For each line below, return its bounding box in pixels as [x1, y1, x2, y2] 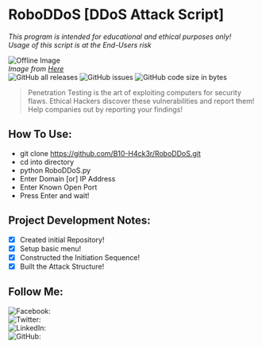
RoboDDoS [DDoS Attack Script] [8, 6, 225, 24]
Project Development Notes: [8, 214, 151, 228]
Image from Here [8, 63, 64, 73]
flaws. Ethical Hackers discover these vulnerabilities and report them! [27, 96, 255, 105]
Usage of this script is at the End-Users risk [8, 40, 152, 49]
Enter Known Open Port [19, 182, 98, 192]
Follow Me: [8, 285, 64, 299]
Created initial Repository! [19, 235, 105, 244]
